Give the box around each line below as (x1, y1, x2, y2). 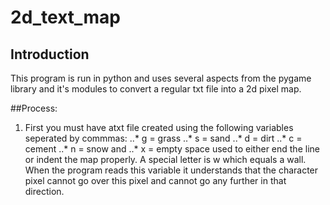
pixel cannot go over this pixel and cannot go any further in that (24, 175, 287, 186)
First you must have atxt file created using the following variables (24, 122, 294, 133)
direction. (24, 186, 65, 197)
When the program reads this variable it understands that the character (24, 164, 319, 176)
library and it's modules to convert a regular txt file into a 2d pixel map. (10, 83, 302, 95)
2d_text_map (10, 6, 121, 29)
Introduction (10, 46, 90, 63)
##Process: (10, 102, 58, 114)
